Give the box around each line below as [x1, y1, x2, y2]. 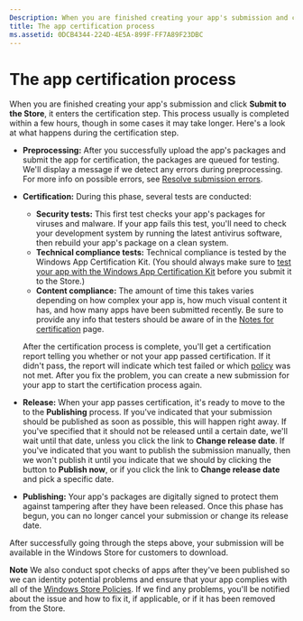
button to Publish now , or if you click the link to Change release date [22, 464, 280, 475]
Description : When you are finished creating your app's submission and [9, 13, 289, 23]
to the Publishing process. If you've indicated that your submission [22, 407, 272, 418]
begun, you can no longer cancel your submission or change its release [22, 511, 289, 522]
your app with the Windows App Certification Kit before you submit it [35, 266, 292, 277]
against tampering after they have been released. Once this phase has [22, 501, 284, 512]
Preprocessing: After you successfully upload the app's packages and [22, 145, 286, 156]
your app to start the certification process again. [22, 380, 203, 391]
